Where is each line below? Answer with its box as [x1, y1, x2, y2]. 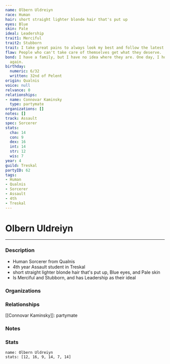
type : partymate [10, 102, 44, 107]
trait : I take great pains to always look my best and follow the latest [5, 45, 164, 50]
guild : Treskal [5, 163, 37, 168]
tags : [5, 172, 17, 177]
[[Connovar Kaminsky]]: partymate [5, 312, 78, 318]
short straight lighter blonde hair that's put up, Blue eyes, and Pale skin [12, 269, 160, 275]
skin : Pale [5, 26, 28, 31]
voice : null [5, 83, 30, 88]
